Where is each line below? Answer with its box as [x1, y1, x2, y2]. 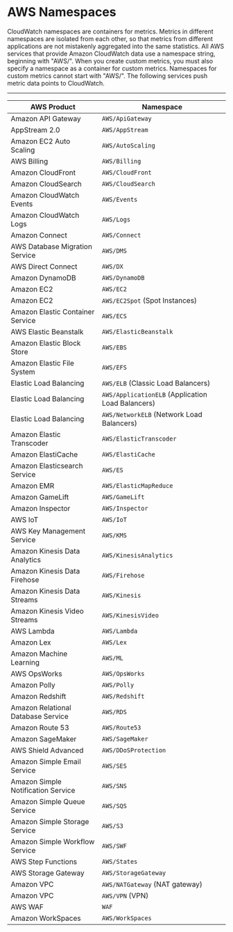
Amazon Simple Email [10, 757, 81, 766]
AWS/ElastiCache [101, 450, 156, 458]
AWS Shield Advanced [10, 745, 84, 755]
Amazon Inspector [10, 503, 71, 513]
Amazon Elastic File [10, 358, 74, 368]
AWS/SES [101, 761, 127, 770]
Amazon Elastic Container [10, 307, 95, 317]
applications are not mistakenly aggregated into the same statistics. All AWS [7, 42, 224, 50]
